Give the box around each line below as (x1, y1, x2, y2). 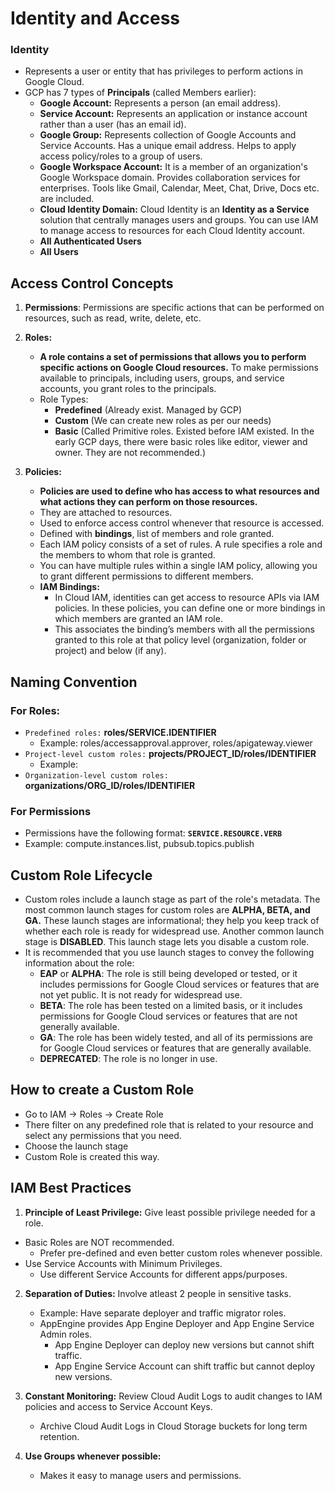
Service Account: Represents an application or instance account (39, 108, 308, 120)
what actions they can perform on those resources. (39, 496, 258, 508)
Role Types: (39, 393, 89, 406)
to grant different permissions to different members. (39, 570, 254, 582)
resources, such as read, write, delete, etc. (24, 312, 202, 324)
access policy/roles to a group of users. (39, 150, 203, 162)
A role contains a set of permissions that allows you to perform (39, 351, 307, 363)
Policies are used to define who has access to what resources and (39, 485, 320, 497)
